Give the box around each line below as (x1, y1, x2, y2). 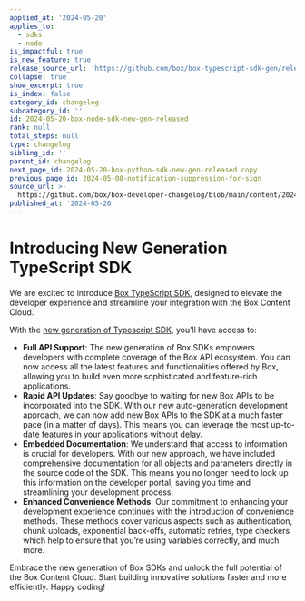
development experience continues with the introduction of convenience (22, 506, 295, 517)
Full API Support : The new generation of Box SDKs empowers (22, 341, 256, 352)
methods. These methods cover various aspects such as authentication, (22, 515, 293, 527)
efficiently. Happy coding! (9, 581, 106, 592)
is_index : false (9, 89, 71, 98)
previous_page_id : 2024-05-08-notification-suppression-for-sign (9, 173, 261, 182)
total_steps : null (9, 132, 79, 141)
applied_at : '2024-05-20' (9, 13, 107, 23)
